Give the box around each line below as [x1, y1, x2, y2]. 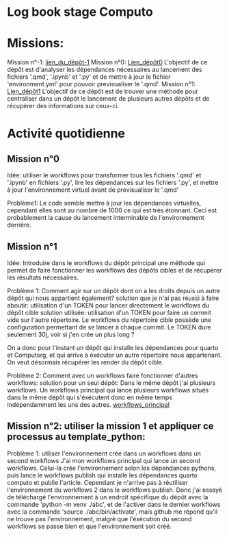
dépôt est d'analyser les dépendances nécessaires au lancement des [7, 66, 203, 74]
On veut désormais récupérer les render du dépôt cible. [7, 358, 164, 366]
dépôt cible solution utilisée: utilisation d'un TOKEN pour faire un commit [7, 308, 212, 316]
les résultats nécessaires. [7, 273, 79, 282]
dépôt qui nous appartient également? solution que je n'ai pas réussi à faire [7, 294, 219, 302]
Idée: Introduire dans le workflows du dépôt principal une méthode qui [7, 258, 206, 267]
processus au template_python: [7, 431, 146, 442]
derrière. [7, 221, 32, 229]
